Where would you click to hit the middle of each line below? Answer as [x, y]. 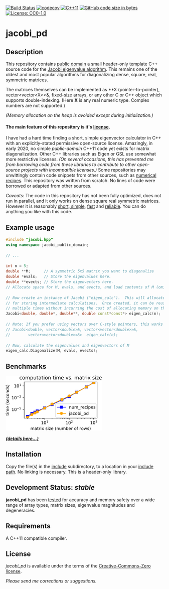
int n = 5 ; [17, 266]
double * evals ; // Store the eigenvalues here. [59, 277]
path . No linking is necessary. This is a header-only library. [66, 472]
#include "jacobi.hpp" [29, 240]
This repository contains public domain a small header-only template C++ [82, 64]
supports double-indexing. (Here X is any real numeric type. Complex [77, 100]
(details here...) [22, 438]
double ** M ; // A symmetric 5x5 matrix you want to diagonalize [80, 271]
